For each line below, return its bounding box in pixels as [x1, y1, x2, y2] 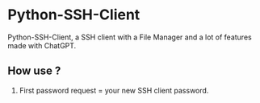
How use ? [7, 64, 61, 78]
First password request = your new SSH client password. [19, 85, 209, 95]
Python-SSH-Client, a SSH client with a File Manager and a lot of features [7, 32, 252, 42]
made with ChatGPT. [7, 40, 77, 50]
